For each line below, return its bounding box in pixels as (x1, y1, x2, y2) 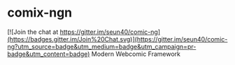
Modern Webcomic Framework (91, 50, 180, 58)
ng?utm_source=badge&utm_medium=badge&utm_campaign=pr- (7, 42, 197, 50)
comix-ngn (7, 5, 73, 21)
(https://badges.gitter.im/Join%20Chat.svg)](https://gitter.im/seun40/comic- (7, 35, 228, 43)
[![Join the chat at (7, 28, 59, 36)
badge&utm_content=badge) (7, 50, 90, 58)
